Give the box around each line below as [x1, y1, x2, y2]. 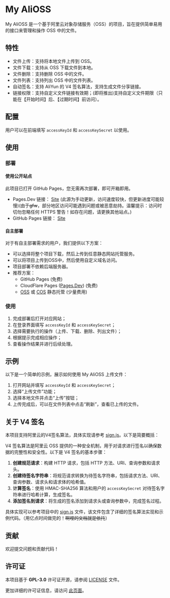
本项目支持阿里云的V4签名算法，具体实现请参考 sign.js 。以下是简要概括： [5, 432, 159, 438]
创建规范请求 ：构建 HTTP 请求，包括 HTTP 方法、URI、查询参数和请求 [12, 460, 160, 466]
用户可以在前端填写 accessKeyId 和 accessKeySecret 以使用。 [5, 127, 132, 133]
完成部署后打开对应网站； [12, 315, 66, 321]
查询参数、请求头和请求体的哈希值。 [12, 479, 89, 485]
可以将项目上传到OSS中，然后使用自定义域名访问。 [12, 257, 120, 263]
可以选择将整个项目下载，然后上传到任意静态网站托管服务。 [12, 251, 138, 257]
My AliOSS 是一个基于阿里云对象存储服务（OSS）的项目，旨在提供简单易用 [5, 21, 162, 27]
